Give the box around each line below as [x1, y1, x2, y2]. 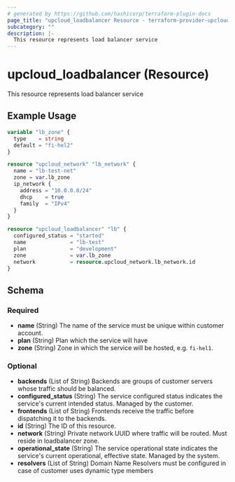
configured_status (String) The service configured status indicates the [17, 392, 223, 401]
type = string [13, 135, 64, 142]
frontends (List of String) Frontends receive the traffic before [17, 407, 194, 415]
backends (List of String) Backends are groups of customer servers [17, 377, 213, 386]
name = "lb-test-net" [13, 168, 77, 175]
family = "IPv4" [20, 200, 71, 207]
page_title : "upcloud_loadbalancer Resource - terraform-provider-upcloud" [7, 17, 233, 24]
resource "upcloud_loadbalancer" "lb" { [7, 226, 127, 233]
